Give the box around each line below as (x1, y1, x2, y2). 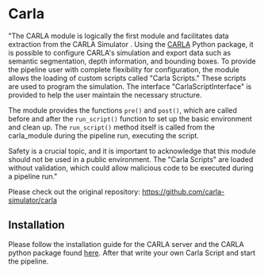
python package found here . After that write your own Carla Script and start (8, 248, 256, 257)
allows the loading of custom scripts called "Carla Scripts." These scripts (8, 73, 247, 83)
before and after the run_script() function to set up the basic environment (8, 114, 252, 123)
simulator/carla (8, 195, 57, 205)
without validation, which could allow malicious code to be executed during (8, 163, 254, 172)
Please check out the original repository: (8, 187, 140, 196)
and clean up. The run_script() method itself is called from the (8, 122, 216, 132)
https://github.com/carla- (141, 187, 225, 196)
